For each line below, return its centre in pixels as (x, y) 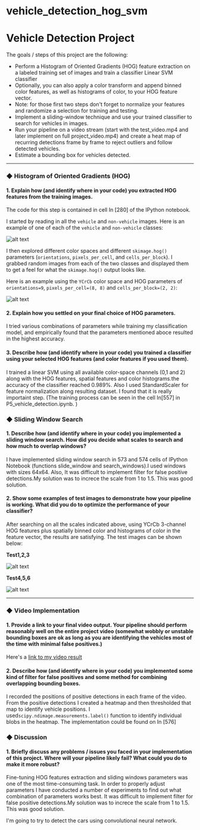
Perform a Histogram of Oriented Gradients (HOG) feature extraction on (102, 66)
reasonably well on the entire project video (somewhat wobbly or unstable (100, 631)
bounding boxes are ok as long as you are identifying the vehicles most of (99, 637)
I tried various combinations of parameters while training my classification (97, 326)
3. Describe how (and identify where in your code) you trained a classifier (99, 352)
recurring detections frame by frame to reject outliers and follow (93, 143)
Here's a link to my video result (44, 657)
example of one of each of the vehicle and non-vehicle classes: (85, 228)
